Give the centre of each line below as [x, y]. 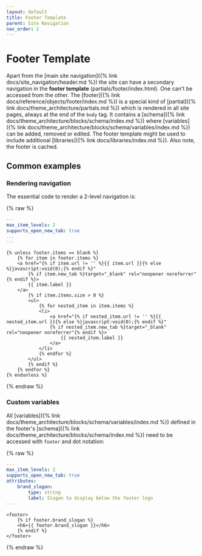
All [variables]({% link [33, 415]
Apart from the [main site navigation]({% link [62, 76]
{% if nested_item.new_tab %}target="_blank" [108, 328]
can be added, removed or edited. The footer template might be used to [96, 134]
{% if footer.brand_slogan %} [56, 520]
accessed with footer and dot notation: [55, 441]
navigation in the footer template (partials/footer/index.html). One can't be [99, 89]
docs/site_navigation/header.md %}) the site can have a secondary [90, 82]
